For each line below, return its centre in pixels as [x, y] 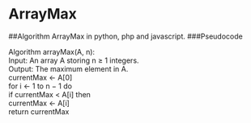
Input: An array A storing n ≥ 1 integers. [74, 60]
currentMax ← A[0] [40, 77]
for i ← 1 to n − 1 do [40, 86]
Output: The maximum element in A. [68, 68]
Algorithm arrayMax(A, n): [52, 51]
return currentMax [39, 111]
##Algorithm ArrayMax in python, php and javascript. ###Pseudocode [125, 36]
